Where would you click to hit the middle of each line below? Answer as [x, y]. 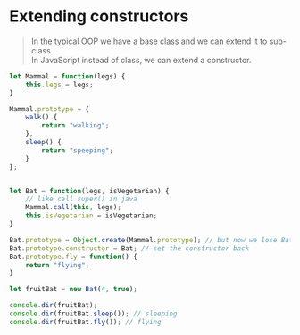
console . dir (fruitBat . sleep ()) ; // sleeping [93, 314]
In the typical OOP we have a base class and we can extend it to [149, 41]
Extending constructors [99, 16]
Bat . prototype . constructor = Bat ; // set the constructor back [129, 248]
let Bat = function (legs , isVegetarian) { [89, 191]
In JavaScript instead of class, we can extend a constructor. [141, 60]
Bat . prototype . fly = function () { [74, 257]
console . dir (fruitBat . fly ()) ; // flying [86, 322]
